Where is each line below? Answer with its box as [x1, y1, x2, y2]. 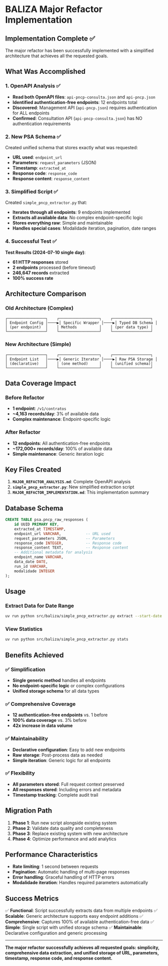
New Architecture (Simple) [5, 341, 71, 348]
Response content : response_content [12, 175, 90, 181]
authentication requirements [12, 121, 71, 127]
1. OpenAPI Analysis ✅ [5, 82, 61, 89]
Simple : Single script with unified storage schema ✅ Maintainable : [5, 924, 143, 930]
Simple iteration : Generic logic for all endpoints [12, 757, 111, 763]
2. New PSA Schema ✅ [5, 133, 61, 140]
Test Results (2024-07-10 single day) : [5, 249, 86, 255]
